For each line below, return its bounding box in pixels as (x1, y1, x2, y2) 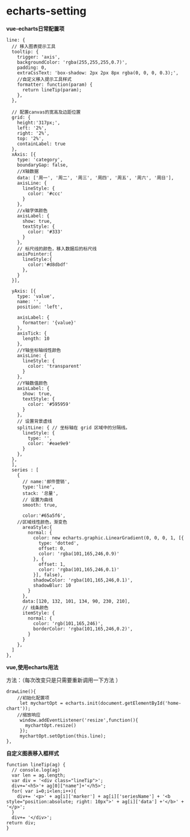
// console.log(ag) (11, 767, 61, 773)
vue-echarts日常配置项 (6, 25, 65, 32)
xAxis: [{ (11, 151, 36, 158)
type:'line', (22, 484, 55, 490)
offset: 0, (38, 545, 66, 551)
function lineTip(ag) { (6, 762, 66, 768)
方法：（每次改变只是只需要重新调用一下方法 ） (6, 676, 121, 684)
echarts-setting (6, 4, 87, 18)
